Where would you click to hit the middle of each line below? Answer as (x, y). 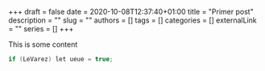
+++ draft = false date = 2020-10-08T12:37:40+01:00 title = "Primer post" (131, 12)
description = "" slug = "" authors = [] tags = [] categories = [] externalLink (132, 20)
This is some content (43, 44)
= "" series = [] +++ (41, 29)
